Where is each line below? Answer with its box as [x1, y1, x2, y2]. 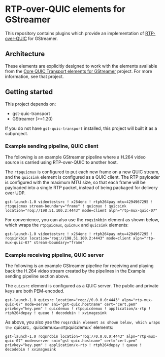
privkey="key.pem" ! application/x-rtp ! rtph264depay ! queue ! [5, 343, 142, 348]
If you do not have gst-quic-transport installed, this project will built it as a [5, 125, 158, 131]
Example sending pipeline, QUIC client [5, 143, 99, 150]
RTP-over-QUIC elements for [5, 3, 126, 15]
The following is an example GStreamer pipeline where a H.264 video [5, 154, 146, 160]
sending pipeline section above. [5, 273, 70, 279]
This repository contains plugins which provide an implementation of [5, 30, 144, 36]
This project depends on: [5, 101, 56, 107]
